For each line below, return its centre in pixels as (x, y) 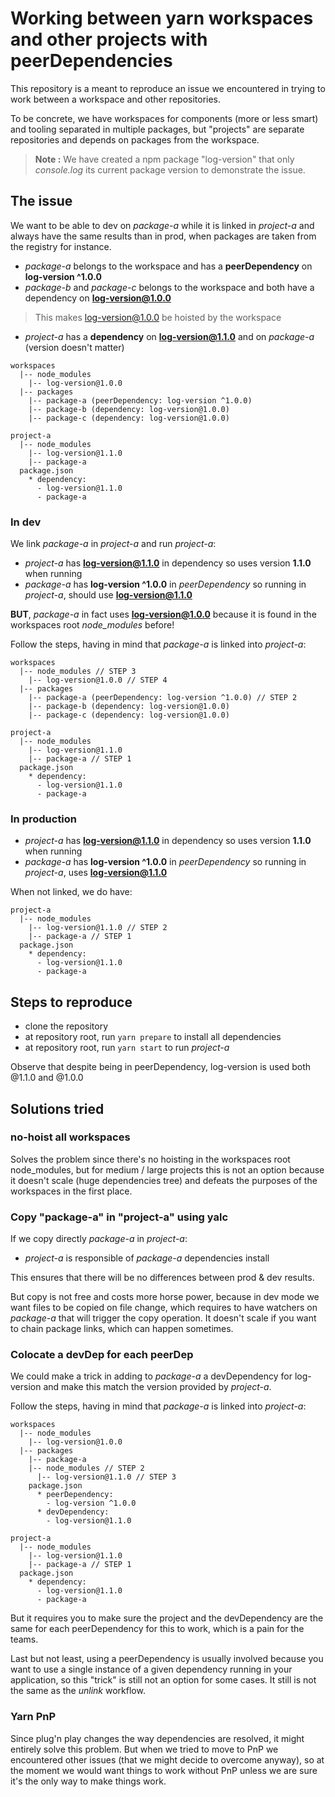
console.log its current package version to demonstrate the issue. (170, 169)
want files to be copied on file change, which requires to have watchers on (164, 1308)
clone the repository (66, 1026)
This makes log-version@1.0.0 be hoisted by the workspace (158, 317)
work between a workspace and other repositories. (116, 99)
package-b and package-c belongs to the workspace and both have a (169, 287)
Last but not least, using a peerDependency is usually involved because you (167, 1659)
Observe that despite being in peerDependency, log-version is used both (161, 1067)
